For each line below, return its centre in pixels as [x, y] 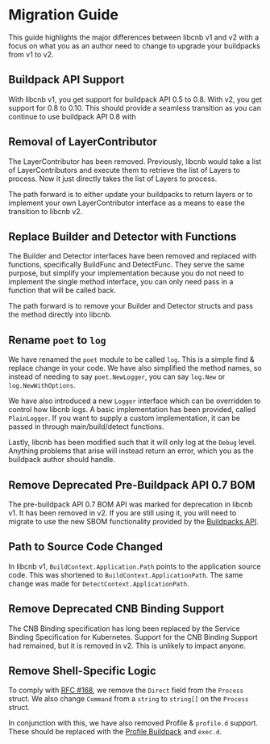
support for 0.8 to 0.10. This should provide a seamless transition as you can [135, 107]
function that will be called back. [62, 290]
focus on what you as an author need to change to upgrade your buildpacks [134, 45]
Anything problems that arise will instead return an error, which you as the [131, 451]
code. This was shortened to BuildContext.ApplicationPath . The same [126, 574]
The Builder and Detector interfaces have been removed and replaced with [132, 256]
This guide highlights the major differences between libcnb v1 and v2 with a [134, 37]
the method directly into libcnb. [60, 315]
